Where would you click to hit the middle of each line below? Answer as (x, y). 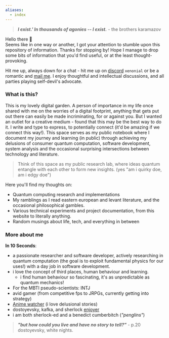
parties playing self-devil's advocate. (44, 81)
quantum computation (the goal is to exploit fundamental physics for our (88, 261)
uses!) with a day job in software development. (61, 266)
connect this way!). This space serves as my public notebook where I (77, 132)
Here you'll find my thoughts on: (39, 185)
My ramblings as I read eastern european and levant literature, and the (86, 200)
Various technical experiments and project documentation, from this (83, 210)
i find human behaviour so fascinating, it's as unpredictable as (85, 277)
